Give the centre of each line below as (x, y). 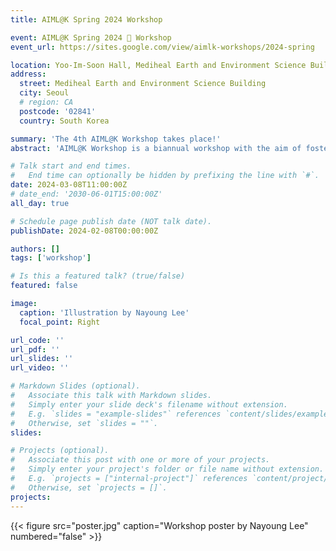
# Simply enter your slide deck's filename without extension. (149, 404)
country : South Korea (64, 121)
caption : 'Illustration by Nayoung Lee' (104, 312)
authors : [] (35, 249)
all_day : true (40, 203)
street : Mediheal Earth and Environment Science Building (143, 84)
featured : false (44, 286)
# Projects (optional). (60, 451)
